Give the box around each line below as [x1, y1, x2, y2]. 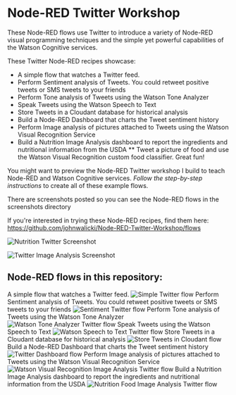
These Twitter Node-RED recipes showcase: [7, 56, 136, 65]
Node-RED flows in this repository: [7, 271, 163, 283]
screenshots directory [7, 202, 72, 211]
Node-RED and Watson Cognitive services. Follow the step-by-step [7, 174, 203, 182]
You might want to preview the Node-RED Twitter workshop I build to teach [7, 166, 225, 175]
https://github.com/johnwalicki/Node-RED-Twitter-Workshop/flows [7, 223, 201, 232]
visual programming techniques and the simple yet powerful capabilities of [7, 35, 224, 44]
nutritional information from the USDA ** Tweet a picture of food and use [17, 145, 229, 153]
